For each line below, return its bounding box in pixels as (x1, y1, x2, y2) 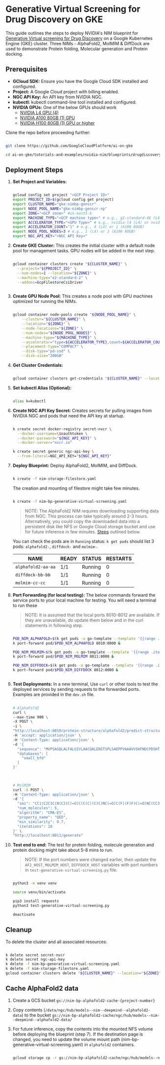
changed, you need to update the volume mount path (12, 1036, 120, 1042)
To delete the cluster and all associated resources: (5, 939, 107, 945)
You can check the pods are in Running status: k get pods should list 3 (12, 538, 154, 544)
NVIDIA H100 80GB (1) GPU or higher (20, 120, 95, 126)
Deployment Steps (5, 165, 63, 174)
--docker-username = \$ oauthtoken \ (17, 431, 88, 436)
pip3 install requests (12, 899, 59, 904)
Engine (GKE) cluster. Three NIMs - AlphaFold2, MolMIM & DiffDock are (5, 40, 150, 46)
